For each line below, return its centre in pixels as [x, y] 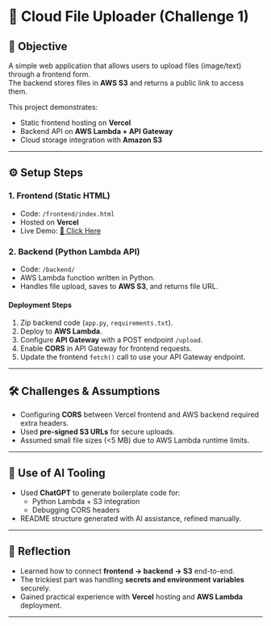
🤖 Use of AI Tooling [57, 473]
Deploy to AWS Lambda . [61, 331]
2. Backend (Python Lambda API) [74, 251]
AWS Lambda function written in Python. [88, 277]
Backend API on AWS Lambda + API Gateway [96, 131]
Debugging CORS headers [76, 510]
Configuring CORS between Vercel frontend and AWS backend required [140, 414]
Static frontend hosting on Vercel [75, 123]
